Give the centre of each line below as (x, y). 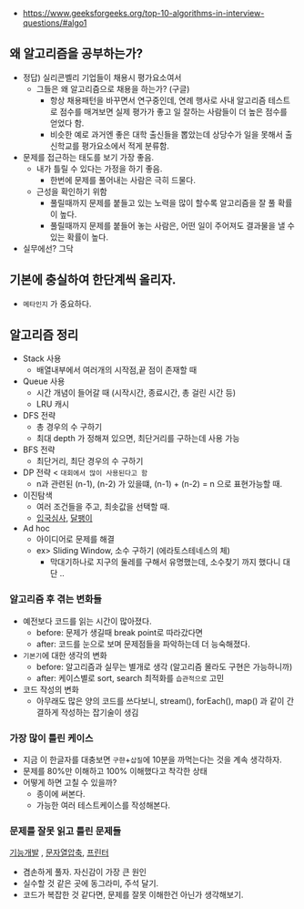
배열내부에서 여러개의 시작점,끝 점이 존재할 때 (117, 370)
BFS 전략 (39, 449)
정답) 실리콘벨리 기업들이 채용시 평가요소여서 (102, 77)
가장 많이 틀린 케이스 (51, 738)
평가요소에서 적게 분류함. (126, 146)
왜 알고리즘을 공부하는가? (76, 54)
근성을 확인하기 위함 (71, 191)
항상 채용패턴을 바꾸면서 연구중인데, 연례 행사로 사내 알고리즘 (158, 100)
